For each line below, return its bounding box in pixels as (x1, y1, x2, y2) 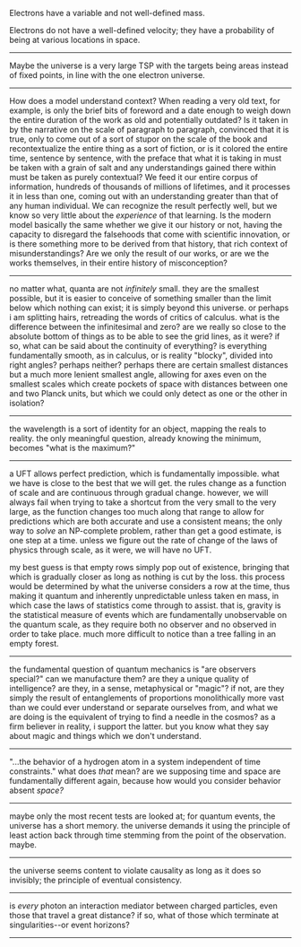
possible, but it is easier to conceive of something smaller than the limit (9, 293, 271, 303)
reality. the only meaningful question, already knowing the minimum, (9, 433, 262, 443)
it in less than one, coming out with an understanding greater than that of (9, 191, 279, 201)
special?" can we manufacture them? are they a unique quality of (9, 673, 249, 684)
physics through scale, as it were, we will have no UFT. (9, 544, 212, 555)
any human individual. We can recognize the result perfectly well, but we (9, 201, 278, 211)
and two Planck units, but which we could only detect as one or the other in (9, 388, 288, 398)
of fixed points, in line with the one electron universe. (9, 70, 206, 80)
